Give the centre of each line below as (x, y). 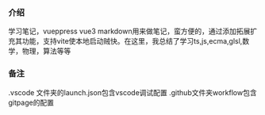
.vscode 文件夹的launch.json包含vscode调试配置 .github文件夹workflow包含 (132, 92)
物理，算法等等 (46, 51)
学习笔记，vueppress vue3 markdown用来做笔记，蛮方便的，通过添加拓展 (129, 31)
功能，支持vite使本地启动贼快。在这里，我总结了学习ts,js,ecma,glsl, (132, 41)
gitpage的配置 (31, 102)
